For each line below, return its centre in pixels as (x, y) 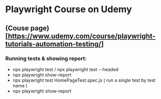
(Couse (17, 28)
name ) (20, 85)
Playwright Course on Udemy (69, 9)
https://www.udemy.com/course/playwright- (82, 36)
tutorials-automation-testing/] (55, 44)
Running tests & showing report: (46, 58)
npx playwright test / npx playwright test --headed (65, 69)
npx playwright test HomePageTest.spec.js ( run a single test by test (84, 80)
